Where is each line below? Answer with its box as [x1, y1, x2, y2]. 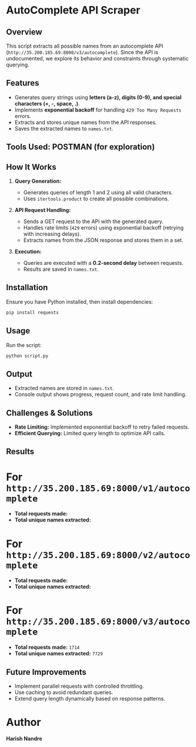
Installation [6, 282, 48, 292]
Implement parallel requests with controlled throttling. [14, 682, 144, 690]
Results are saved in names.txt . [23, 265, 99, 273]
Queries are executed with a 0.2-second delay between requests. [23, 260, 184, 267]
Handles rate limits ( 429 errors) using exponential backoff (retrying [23, 224, 184, 231]
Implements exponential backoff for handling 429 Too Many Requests [14, 106, 182, 113]
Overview [6, 27, 43, 37]
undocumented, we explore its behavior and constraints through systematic [6, 55, 189, 62]
